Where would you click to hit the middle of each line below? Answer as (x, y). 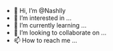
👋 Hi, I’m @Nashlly (40, 11)
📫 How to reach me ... (45, 40)
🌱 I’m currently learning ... (50, 25)
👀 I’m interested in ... (42, 18)
